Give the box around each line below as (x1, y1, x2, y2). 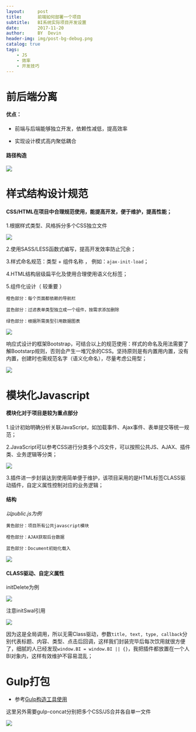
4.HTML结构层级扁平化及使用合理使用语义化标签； (6, 271, 128, 278)
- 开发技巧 (16, 63, 40, 69)
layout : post (6, 8, 49, 15)
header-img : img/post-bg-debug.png (6, 36, 93, 42)
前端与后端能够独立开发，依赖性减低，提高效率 (14, 125, 128, 132)
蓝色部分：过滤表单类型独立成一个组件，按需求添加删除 (6, 307, 120, 313)
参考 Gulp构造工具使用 (14, 696, 67, 703)
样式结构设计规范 (6, 187, 89, 201)
